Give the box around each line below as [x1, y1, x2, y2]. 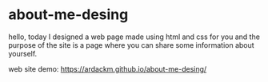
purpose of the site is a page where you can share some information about [8, 40, 254, 49]
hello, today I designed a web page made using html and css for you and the [8, 32, 260, 41]
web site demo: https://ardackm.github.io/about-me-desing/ [8, 64, 207, 73]
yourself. [8, 49, 38, 58]
